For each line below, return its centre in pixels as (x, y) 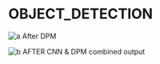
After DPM (39, 36)
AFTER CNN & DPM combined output (84, 51)
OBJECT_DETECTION (81, 14)
